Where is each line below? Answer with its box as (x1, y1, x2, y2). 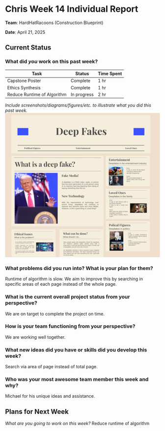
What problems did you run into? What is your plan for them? (5, 265, 153, 271)
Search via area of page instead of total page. (5, 364, 98, 370)
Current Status (5, 43, 52, 52)
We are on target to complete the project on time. (5, 311, 105, 317)
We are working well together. (5, 334, 66, 340)
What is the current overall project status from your (5, 294, 130, 300)
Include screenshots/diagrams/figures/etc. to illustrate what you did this (5, 102, 151, 108)
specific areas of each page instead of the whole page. (5, 281, 117, 287)
